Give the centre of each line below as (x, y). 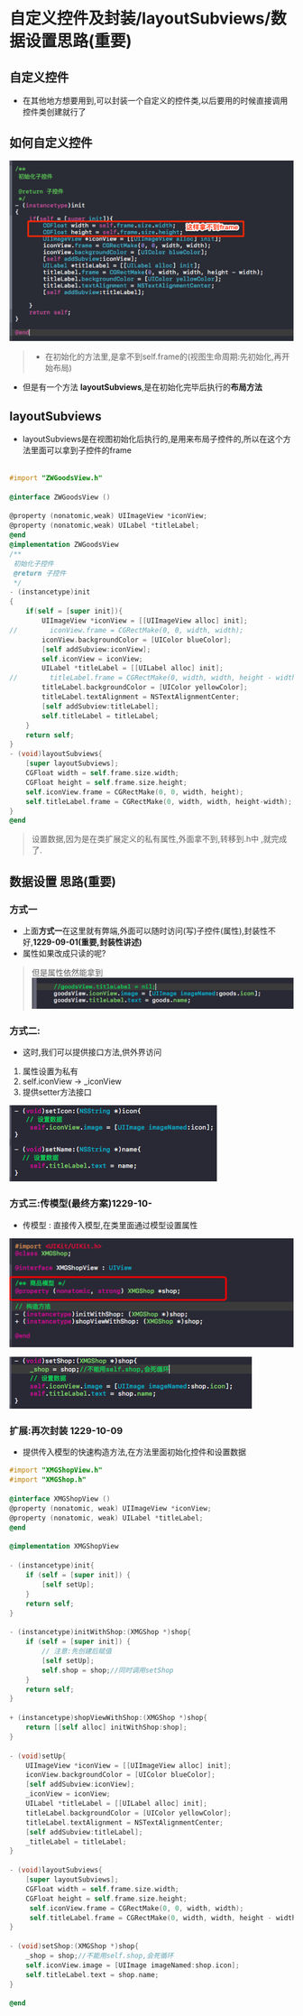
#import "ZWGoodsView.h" (56, 478)
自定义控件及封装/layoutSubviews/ (140, 18)
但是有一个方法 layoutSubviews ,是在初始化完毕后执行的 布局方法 (142, 387)
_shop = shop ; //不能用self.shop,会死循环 (100, 1956)
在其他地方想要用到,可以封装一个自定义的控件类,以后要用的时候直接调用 (155, 101)
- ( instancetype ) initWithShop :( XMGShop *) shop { (101, 1632)
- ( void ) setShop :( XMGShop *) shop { (74, 1947)
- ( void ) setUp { (38, 1756)
